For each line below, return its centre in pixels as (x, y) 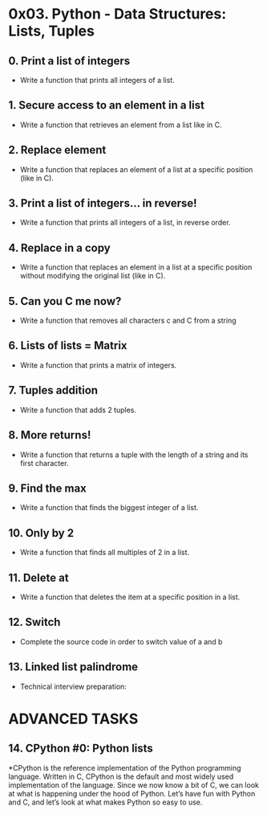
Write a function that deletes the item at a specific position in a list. (130, 597)
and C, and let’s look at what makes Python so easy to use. (105, 802)
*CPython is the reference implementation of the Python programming (125, 768)
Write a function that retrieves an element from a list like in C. (121, 125)
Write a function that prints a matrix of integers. (98, 365)
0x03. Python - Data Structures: (117, 14)
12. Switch (34, 622)
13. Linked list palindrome (73, 667)
